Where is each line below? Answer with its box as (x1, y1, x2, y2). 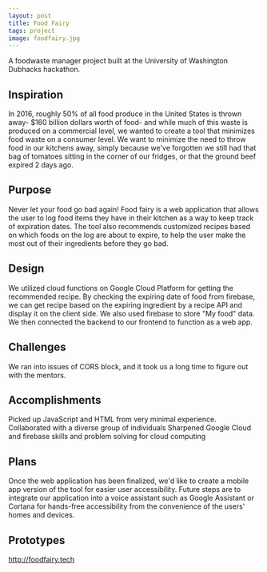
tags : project (8, 26, 56, 34)
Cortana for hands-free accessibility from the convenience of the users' (8, 502, 245, 511)
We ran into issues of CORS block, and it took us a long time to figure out (8, 361, 249, 371)
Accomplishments (8, 393, 102, 407)
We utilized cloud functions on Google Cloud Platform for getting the (8, 283, 234, 292)
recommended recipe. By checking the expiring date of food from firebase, (8, 292, 256, 301)
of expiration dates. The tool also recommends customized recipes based (8, 221, 251, 231)
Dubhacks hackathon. (8, 65, 81, 75)
